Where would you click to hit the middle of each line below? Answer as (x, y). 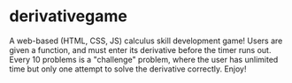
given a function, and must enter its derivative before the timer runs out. (140, 49)
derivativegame (69, 16)
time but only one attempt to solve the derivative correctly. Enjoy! (128, 69)
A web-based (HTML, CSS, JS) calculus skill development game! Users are (146, 41)
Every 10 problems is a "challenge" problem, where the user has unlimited (144, 59)
